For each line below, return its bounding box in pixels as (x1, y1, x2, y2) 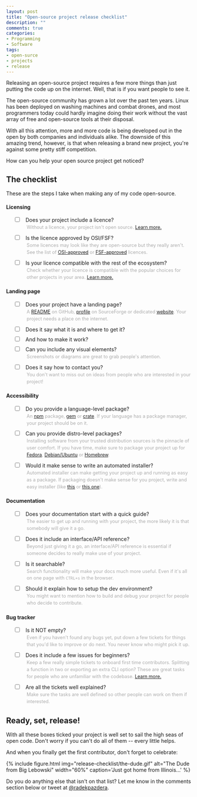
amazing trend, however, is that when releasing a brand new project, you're (6, 139, 189, 147)
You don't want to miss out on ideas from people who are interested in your (26, 371, 191, 378)
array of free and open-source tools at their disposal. (6, 116, 135, 123)
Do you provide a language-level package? (25, 405, 129, 412)
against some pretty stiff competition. (6, 146, 97, 153)
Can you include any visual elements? (25, 345, 117, 353)
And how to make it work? (25, 336, 89, 343)
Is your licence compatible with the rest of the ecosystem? (25, 259, 168, 266)
